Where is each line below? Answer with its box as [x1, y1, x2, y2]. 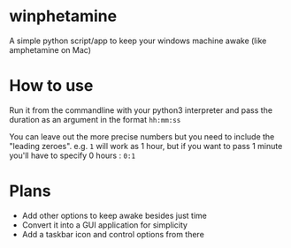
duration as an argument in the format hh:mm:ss [9, 114, 181, 124]
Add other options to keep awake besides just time [21, 210, 208, 221]
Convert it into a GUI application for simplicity [21, 219, 188, 230]
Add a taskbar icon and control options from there [21, 229, 205, 239]
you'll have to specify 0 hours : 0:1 [9, 150, 135, 161]
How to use [9, 76, 94, 96]
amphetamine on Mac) [9, 44, 91, 55]
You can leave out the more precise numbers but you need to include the [9, 131, 275, 142]
